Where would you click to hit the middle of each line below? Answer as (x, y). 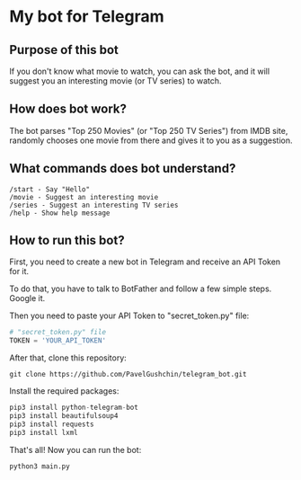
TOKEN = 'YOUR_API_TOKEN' (58, 341)
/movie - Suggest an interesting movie (84, 197)
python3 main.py (40, 466)
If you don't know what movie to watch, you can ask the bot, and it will (140, 71)
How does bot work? (68, 109)
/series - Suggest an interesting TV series (94, 205)
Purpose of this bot (64, 50)
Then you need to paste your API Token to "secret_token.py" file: (129, 316)
